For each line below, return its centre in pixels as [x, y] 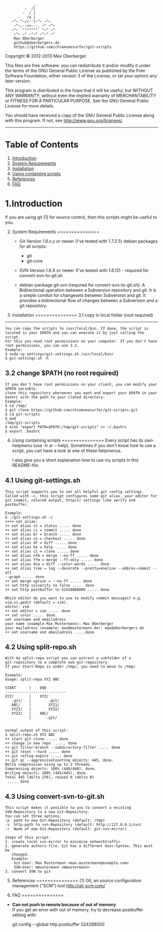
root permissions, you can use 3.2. [42, 345]
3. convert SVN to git [28, 872]
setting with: [24, 915]
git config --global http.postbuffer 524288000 [58, 924]
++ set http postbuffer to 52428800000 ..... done [57, 590]
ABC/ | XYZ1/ [35, 705]
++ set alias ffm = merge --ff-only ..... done [54, 560]
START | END [26, 688]
